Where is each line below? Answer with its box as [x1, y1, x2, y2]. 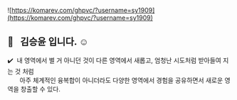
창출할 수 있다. [20, 84, 60, 93]
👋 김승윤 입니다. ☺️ [7, 35, 89, 48]
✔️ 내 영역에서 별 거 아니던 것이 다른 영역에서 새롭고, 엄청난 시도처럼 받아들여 [7, 56, 222, 65]
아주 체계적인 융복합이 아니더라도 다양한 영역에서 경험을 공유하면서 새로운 [19, 76, 223, 84]
